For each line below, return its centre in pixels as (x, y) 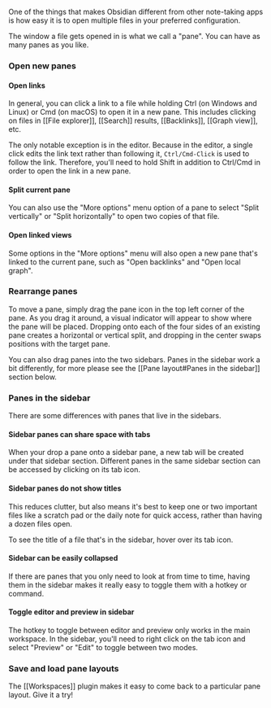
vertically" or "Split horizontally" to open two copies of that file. (114, 216)
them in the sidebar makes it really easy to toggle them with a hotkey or (128, 584)
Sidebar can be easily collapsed (63, 558)
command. (26, 593)
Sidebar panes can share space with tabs (80, 434)
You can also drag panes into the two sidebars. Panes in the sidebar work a (135, 359)
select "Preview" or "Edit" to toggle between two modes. (103, 647)
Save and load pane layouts (64, 668)
